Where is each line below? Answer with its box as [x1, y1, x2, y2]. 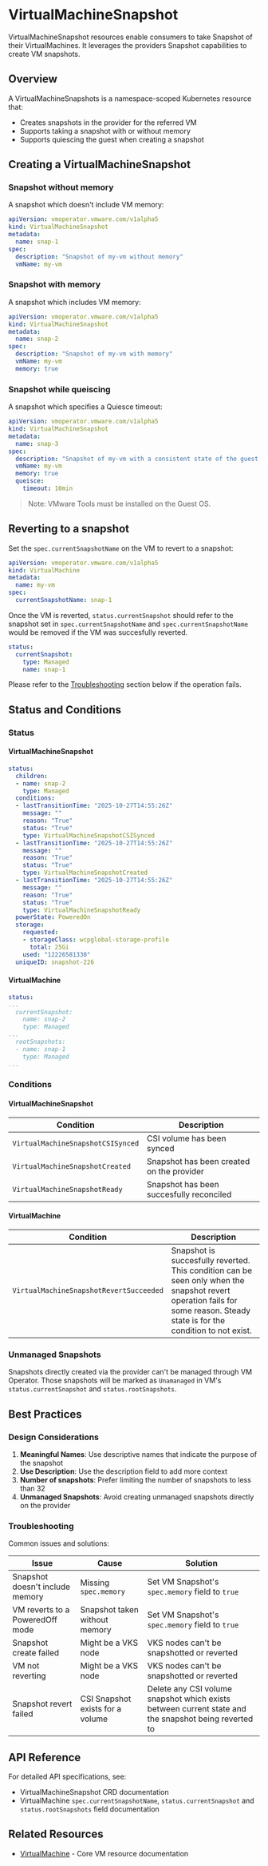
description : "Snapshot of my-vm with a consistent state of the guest [15, 455, 259, 463]
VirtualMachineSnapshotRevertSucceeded [12, 1286, 164, 1294]
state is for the [171, 1314, 226, 1326]
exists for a [80, 1703, 122, 1715]
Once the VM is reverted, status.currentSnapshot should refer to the [8, 610, 234, 620]
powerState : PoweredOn [15, 913, 91, 921]
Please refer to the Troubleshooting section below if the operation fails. [8, 680, 242, 689]
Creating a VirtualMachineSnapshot [8, 158, 191, 171]
